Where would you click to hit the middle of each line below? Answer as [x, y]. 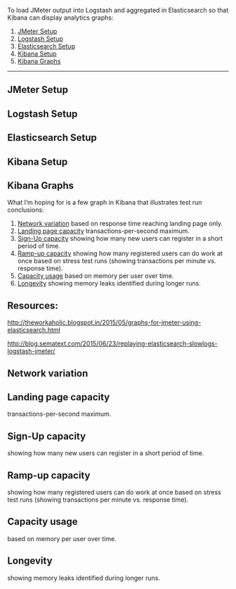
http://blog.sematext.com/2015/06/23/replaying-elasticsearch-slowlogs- [112, 343]
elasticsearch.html [34, 330]
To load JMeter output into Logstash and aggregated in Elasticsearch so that [118, 10]
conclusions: [26, 210]
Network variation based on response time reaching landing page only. [120, 224]
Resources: [33, 305]
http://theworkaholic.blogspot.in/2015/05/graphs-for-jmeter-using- [104, 322]
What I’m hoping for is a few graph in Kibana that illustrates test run [105, 203]
